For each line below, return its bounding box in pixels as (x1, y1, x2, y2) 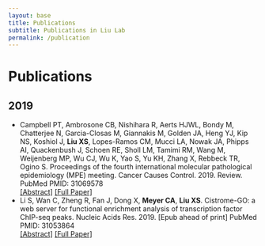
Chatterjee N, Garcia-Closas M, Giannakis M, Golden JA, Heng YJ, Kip (19, 128, 248, 138)
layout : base (8, 11, 51, 20)
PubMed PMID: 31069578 (19, 179, 104, 188)
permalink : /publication (8, 33, 90, 42)
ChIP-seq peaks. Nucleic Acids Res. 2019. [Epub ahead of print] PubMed (19, 213, 257, 222)
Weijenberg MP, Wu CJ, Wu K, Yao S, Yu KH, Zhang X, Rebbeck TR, (19, 153, 240, 163)
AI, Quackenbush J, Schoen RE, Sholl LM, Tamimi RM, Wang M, (19, 146, 226, 155)
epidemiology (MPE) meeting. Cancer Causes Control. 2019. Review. (19, 171, 243, 180)
